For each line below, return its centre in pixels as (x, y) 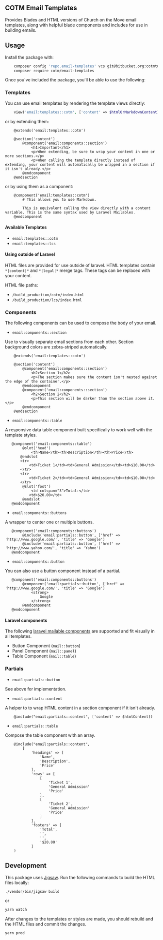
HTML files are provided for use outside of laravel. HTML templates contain (80, 265)
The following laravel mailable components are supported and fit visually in (80, 631)
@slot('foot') (37, 487)
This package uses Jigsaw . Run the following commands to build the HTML (80, 877)
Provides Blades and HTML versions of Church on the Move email (71, 19)
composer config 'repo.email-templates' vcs (59, 66)
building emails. (21, 30)
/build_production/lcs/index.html (47, 300)
